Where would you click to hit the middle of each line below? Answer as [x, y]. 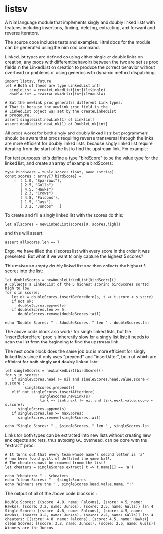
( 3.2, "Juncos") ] [41, 206]
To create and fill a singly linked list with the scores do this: [64, 215]
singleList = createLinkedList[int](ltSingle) [57, 90]
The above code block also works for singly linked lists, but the [68, 331]
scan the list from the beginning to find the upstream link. [63, 342]
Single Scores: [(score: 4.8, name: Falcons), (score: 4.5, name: [74, 511]
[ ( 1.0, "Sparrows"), [38, 181]
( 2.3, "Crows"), [38, 193]
